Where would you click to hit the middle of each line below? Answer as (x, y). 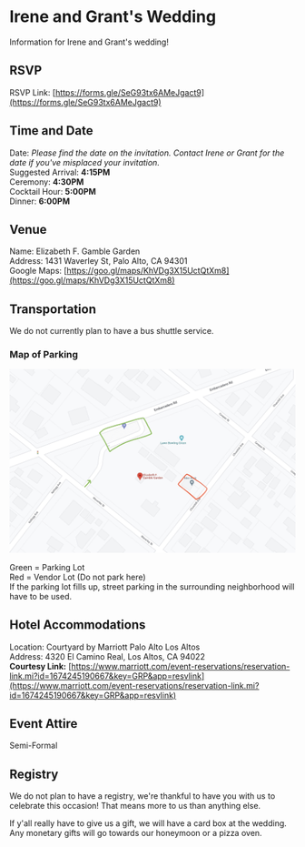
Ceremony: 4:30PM (47, 181)
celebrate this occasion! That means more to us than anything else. (135, 806)
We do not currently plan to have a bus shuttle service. (112, 331)
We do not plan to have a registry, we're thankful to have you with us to (143, 796)
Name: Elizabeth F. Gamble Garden (75, 251)
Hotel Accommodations (78, 625)
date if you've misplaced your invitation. (85, 162)
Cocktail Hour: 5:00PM (53, 191)
